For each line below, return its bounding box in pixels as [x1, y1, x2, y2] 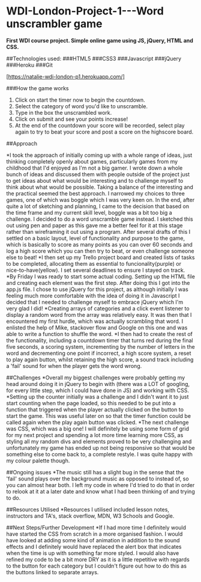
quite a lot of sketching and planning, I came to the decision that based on [6, 203, 190, 210]
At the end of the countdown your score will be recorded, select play [14, 121, 185, 129]
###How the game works [6, 84, 69, 91]
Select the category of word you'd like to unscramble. [14, 102, 148, 109]
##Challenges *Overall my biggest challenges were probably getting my [6, 374, 185, 381]
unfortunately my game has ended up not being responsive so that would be [6, 444, 195, 452]
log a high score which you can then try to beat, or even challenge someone [6, 247, 194, 254]
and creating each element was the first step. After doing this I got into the [6, 279, 190, 286]
